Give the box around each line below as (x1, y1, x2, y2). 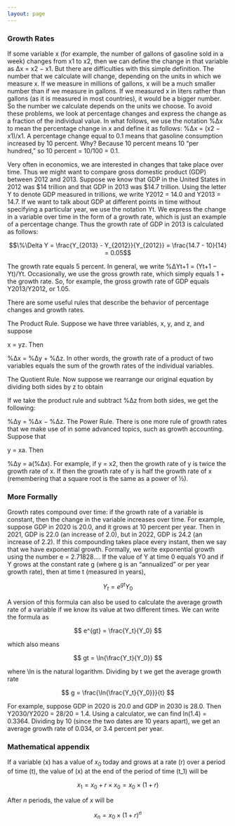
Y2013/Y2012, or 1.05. (7, 284, 71, 292)
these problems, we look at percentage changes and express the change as (7, 109, 227, 117)
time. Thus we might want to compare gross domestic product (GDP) (7, 167, 207, 176)
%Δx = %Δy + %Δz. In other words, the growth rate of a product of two (7, 354, 214, 362)
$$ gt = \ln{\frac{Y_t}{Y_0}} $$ (73, 653, 163, 662)
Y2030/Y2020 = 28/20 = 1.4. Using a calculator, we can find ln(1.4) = (7, 709, 207, 718)
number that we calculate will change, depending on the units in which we (7, 72, 222, 80)
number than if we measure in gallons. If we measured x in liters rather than (7, 86, 226, 95)
